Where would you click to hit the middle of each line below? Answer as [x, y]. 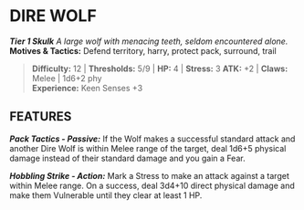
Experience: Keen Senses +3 [87, 88]
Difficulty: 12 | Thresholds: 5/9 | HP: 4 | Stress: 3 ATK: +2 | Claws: [160, 68]
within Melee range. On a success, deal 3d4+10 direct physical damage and [152, 185]
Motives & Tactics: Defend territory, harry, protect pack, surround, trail [143, 50]
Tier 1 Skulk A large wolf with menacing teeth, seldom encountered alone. [149, 41]
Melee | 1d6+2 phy [67, 78]
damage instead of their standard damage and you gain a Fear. [127, 158]
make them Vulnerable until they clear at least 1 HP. [106, 195]
